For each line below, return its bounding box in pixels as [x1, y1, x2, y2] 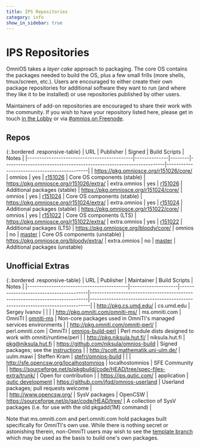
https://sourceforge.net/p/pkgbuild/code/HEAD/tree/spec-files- [9, 365, 166, 372]
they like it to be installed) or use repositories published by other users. [6, 91, 181, 98]
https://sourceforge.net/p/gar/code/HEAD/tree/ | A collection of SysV [6, 397, 176, 404]
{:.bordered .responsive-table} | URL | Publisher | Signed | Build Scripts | [6, 148, 184, 155]
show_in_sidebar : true [6, 20, 63, 26]
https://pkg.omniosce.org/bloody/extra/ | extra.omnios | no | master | [6, 237, 176, 244]
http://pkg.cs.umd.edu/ [96, 302, 153, 309]
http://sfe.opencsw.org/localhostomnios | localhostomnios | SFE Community [6, 359, 193, 366]
